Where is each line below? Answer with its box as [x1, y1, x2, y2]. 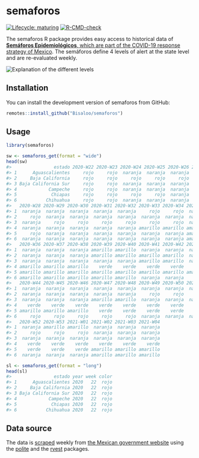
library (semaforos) [6, 143, 54, 149]
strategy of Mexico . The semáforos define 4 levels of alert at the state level [6, 48, 190, 55]
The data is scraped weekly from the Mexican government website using [6, 439, 184, 446]
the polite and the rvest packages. [6, 446, 90, 453]
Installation [6, 83, 49, 93]
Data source [6, 423, 52, 433]
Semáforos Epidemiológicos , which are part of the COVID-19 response [6, 42, 181, 49]
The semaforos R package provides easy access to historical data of [6, 35, 174, 42]
